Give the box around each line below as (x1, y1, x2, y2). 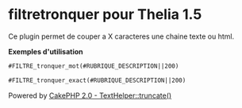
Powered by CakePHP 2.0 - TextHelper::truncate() (8, 91, 172, 100)
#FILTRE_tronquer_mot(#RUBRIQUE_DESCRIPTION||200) (8, 61, 179, 70)
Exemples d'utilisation (8, 47, 83, 56)
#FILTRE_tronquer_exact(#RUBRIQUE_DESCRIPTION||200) (8, 76, 186, 84)
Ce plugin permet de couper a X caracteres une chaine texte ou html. (8, 32, 235, 41)
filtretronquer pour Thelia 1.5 (8, 6, 202, 24)
